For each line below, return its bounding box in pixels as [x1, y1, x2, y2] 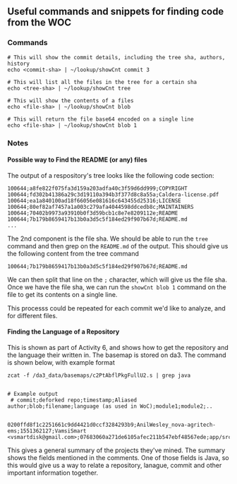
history [7, 60, 30, 67]
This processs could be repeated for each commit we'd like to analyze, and [7, 303, 226, 313]
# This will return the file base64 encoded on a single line [7, 116, 194, 123]
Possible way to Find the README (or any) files [7, 155, 148, 164]
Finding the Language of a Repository [7, 327, 120, 336]
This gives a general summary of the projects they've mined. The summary [7, 446, 226, 454]
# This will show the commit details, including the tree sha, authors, [7, 54, 226, 61]
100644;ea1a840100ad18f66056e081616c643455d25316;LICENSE [7, 197, 181, 204]
